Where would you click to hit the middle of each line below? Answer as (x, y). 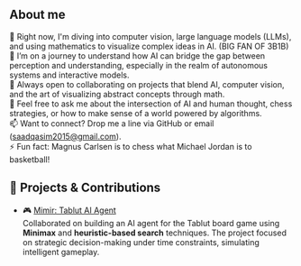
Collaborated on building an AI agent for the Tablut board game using (151, 223)
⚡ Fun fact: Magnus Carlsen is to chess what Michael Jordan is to (131, 146)
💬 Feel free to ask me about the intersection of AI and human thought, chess (151, 104)
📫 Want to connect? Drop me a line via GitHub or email (112, 123)
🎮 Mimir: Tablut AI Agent (69, 210)
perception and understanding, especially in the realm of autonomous (139, 65)
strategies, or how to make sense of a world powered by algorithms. (136, 113)
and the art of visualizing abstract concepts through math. (117, 94)
